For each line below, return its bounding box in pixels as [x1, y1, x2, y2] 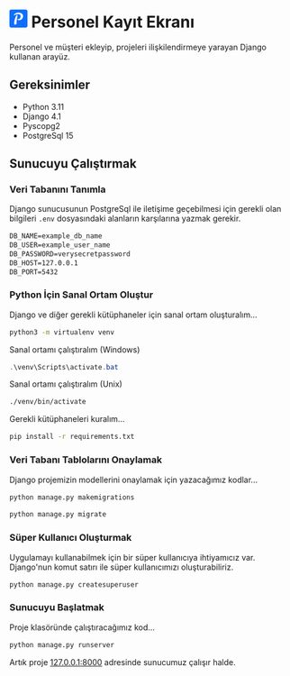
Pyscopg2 [22, 120, 61, 131]
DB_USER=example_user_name [9, 241, 111, 250]
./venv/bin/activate [9, 397, 87, 407]
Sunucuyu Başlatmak [9, 601, 105, 614]
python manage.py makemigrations [9, 492, 135, 502]
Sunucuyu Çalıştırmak [9, 156, 137, 171]
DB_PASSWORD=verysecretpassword [9, 250, 131, 259]
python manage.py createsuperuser [9, 580, 140, 589]
